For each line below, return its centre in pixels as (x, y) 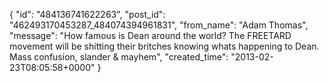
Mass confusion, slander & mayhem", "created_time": (119, 57)
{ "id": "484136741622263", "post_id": (87, 14)
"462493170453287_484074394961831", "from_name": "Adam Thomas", (159, 25)
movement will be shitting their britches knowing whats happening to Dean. (164, 46)
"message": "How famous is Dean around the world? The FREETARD (150, 35)
